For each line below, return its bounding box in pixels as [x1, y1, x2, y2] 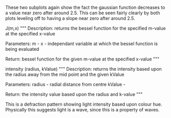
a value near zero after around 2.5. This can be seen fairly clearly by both [5, 10, 160, 16]
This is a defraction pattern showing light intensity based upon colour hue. [5, 101, 162, 107]
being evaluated [5, 46, 39, 52]
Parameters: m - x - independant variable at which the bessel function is [5, 41, 158, 47]
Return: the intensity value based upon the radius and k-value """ [5, 91, 143, 97]
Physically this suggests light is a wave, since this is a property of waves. [5, 107, 160, 112]
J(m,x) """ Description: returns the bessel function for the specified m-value [5, 25, 166, 31]
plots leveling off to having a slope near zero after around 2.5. [5, 15, 136, 21]
